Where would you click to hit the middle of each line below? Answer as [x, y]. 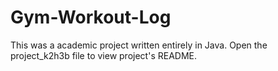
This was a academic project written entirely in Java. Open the [139, 45]
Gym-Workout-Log [91, 17]
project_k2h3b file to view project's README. [103, 55]
